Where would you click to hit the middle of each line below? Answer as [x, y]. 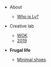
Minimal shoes [31, 60]
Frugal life [20, 50]
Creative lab [22, 26]
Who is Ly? [28, 16]
